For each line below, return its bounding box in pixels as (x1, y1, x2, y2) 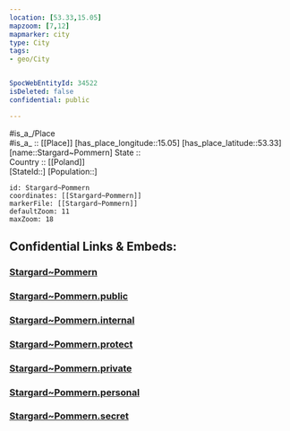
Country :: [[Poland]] (9, 156, 85, 167)
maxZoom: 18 (9, 214, 54, 224)
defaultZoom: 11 (9, 207, 70, 216)
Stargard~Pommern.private (9, 362, 132, 375)
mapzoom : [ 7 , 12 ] (9, 22, 70, 30)
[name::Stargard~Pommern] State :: (9, 147, 141, 158)
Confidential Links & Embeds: (9, 239, 177, 254)
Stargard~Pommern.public (9, 289, 128, 302)
